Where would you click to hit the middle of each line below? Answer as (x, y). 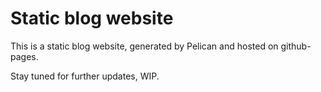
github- (296, 46)
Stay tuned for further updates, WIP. (85, 76)
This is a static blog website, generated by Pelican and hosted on (144, 46)
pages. (24, 56)
